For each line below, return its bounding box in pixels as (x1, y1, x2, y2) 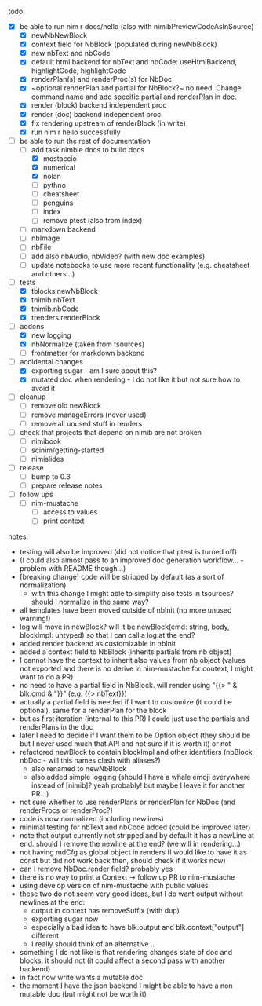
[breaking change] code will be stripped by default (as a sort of (19, 573, 224, 582)
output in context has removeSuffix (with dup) (31, 906, 180, 916)
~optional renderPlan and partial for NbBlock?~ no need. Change (31, 83, 242, 93)
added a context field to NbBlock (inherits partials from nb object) (19, 647, 232, 657)
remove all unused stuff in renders (31, 419, 143, 428)
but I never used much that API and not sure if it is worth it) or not (19, 739, 231, 748)
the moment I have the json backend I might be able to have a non (19, 981, 233, 990)
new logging (31, 331, 72, 340)
